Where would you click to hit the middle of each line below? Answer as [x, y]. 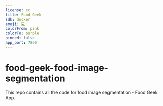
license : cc [18, 10]
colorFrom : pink [22, 29]
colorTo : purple [22, 33]
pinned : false [20, 38]
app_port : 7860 [21, 43]
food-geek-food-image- [57, 67]
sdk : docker [18, 19]
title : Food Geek [23, 15]
